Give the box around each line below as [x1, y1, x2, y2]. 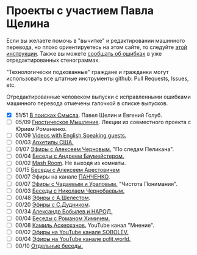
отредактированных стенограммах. [6, 56, 101, 64]
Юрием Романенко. [15, 125, 67, 133]
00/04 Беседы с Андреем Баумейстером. [15, 152, 124, 160]
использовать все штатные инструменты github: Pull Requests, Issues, [6, 75, 189, 82]
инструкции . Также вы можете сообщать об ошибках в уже [6, 50, 162, 57]
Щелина [6, 17, 50, 31]
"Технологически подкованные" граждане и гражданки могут [6, 68, 169, 75]
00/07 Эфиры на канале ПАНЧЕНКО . [15, 173, 110, 180]
